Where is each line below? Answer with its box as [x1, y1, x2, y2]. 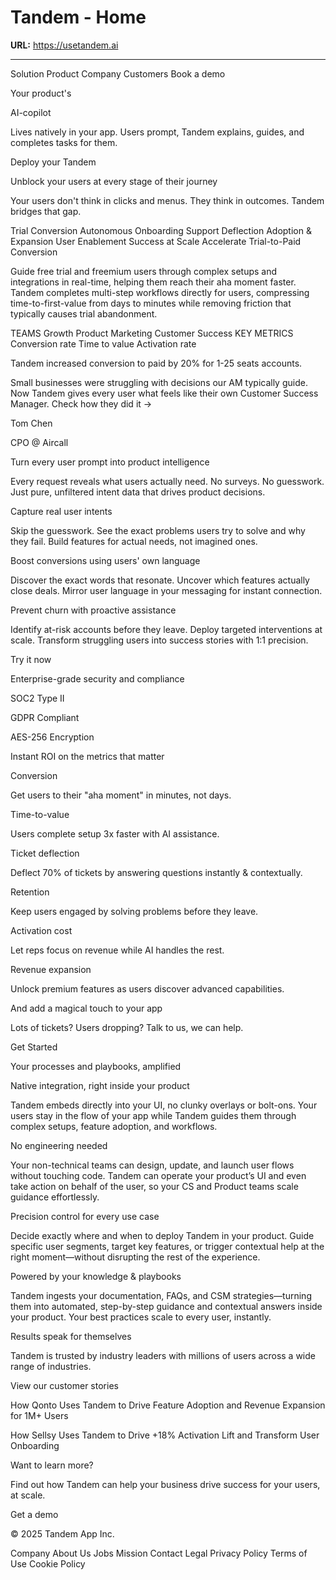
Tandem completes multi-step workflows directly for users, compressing [10, 286, 310, 298]
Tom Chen [10, 417, 53, 429]
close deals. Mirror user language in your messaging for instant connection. [10, 584, 323, 596]
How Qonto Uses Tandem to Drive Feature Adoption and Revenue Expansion [10, 1399, 326, 1411]
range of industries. [10, 1360, 92, 1372]
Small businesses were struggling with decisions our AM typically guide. [10, 376, 308, 388]
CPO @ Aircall [10, 436, 69, 448]
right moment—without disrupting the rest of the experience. [10, 1251, 261, 1263]
